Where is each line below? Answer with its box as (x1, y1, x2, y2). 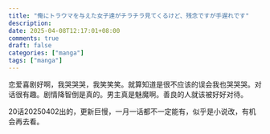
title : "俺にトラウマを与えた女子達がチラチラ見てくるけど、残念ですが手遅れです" (8, 11, 250, 20)
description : (8, 19, 52, 27)
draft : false (8, 42, 52, 50)
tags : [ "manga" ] (8, 57, 63, 65)
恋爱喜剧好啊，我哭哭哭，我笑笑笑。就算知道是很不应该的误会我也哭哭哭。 (8, 79, 255, 89)
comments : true (8, 34, 59, 43)
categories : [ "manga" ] (8, 49, 84, 57)
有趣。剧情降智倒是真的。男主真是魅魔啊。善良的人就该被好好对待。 (22, 89, 247, 99)
